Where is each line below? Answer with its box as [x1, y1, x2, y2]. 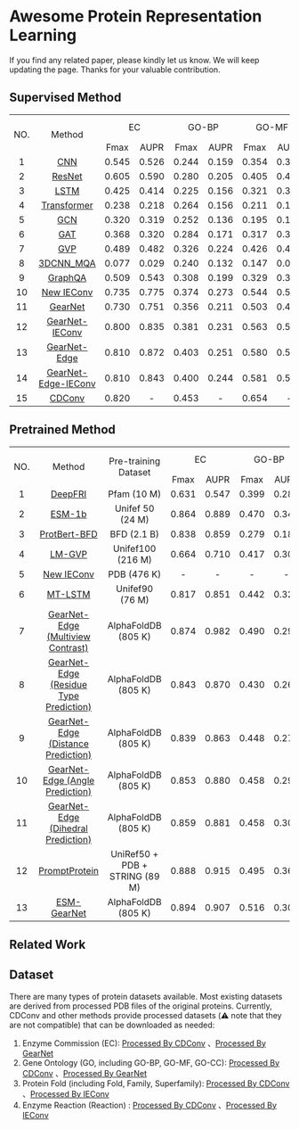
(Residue [50, 678, 87, 690]
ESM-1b [50, 507, 87, 520]
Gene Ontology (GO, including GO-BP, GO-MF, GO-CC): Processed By [21, 1057, 280, 1067]
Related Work [9, 936, 86, 952]
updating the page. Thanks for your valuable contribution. [9, 64, 221, 75]
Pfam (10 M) [108, 488, 162, 500]
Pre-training [108, 455, 161, 467]
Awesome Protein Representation [9, 6, 263, 27]
